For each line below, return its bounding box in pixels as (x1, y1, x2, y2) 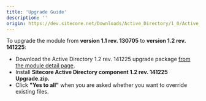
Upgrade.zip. (15, 75, 50, 83)
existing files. (15, 88, 49, 95)
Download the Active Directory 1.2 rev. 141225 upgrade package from (15, 56, 191, 63)
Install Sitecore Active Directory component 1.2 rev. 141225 (15, 69, 169, 76)
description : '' (6, 15, 48, 21)
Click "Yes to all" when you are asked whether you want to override (15, 81, 188, 89)
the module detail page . (15, 62, 75, 69)
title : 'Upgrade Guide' (6, 9, 67, 15)
